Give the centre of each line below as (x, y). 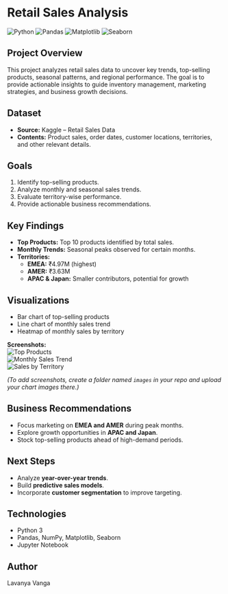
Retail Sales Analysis (68, 13)
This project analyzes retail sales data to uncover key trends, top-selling (109, 69)
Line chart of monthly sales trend (64, 324)
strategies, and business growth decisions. (67, 91)
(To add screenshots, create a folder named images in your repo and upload (114, 380)
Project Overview (45, 53)
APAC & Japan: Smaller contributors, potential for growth (108, 278)
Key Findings (36, 225)
